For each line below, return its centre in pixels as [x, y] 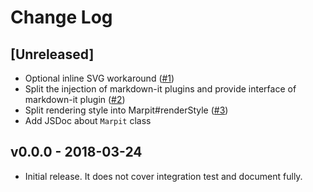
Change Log [61, 17]
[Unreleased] [52, 54]
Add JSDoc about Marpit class [88, 120]
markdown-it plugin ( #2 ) [75, 99]
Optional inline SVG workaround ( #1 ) [99, 78]
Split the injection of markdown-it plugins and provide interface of [160, 89]
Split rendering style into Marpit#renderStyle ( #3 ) [126, 110]
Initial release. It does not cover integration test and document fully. [163, 176]
